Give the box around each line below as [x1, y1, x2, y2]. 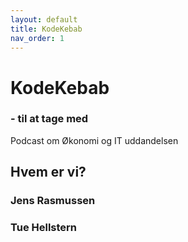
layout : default [10, 14, 78, 25]
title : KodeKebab [10, 24, 83, 34]
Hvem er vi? [10, 164, 87, 181]
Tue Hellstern [10, 221, 78, 235]
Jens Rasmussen [10, 194, 96, 208]
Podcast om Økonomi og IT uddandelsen [10, 134, 179, 146]
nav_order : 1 [10, 33, 65, 43]
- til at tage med [10, 112, 89, 126]
